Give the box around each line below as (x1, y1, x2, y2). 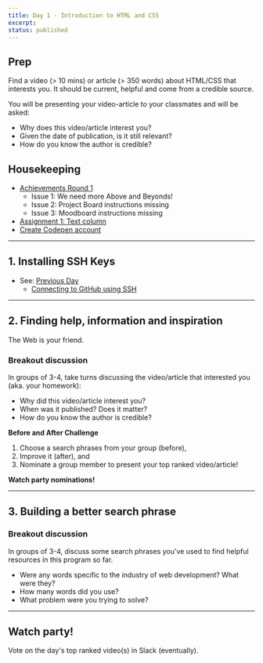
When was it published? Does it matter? (19, 404, 148, 413)
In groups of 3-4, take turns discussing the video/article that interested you (8, 372, 250, 381)
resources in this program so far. (8, 555, 113, 564)
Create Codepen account (19, 225, 102, 234)
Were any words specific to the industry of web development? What (19, 570, 239, 579)
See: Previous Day (19, 275, 79, 285)
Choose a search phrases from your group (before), (19, 443, 187, 452)
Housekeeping (8, 162, 81, 176)
